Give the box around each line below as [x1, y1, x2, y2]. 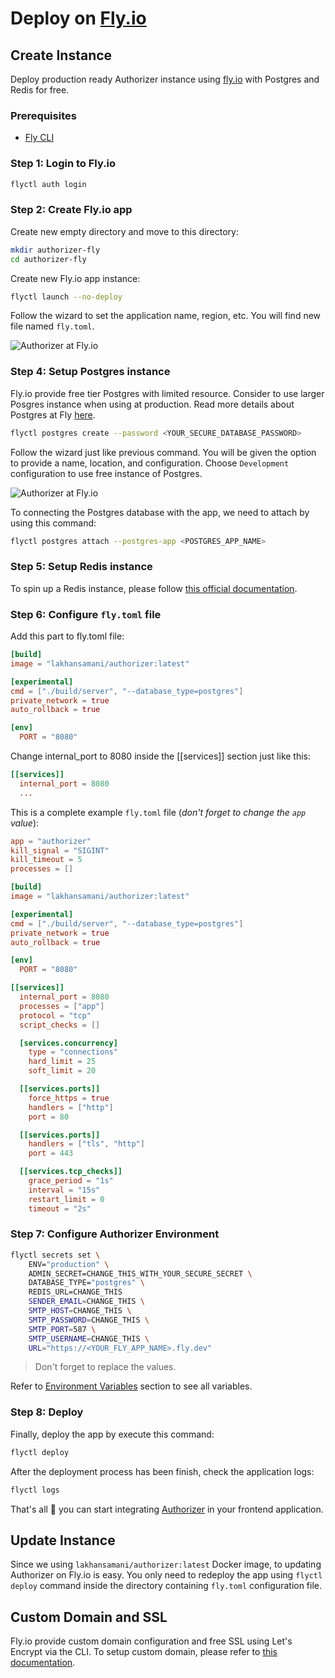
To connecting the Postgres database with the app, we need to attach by [10, 506, 310, 518]
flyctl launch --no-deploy [10, 292, 123, 302]
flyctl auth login [10, 179, 87, 189]
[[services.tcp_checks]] [19, 1167, 123, 1177]
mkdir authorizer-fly [10, 245, 101, 255]
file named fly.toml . [10, 320, 95, 332]
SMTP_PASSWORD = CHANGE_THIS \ [28, 1315, 150, 1325]
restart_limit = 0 [28, 1194, 105, 1204]
